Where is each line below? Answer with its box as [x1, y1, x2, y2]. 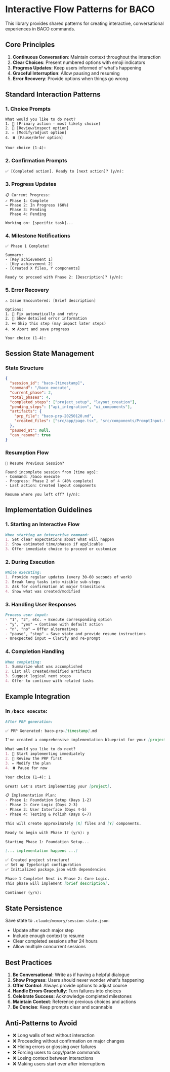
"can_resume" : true [10, 432, 51, 437]
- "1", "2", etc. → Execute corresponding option [5, 617, 112, 622]
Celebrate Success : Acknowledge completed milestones [12, 993, 132, 999]
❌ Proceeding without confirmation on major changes [12, 1038, 125, 1044]
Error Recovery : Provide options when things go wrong [12, 75, 128, 82]
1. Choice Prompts [5, 106, 51, 113]
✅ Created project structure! [5, 857, 70, 863]
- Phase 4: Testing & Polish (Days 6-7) [5, 812, 92, 817]
